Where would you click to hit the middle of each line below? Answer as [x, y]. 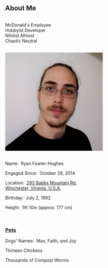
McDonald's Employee [28, 25]
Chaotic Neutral [21, 41]
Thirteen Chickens [24, 251]
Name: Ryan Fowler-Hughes [34, 163]
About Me [21, 8]
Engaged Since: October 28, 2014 [40, 173]
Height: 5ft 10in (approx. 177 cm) [39, 207]
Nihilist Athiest [20, 35]
